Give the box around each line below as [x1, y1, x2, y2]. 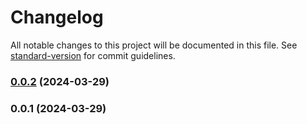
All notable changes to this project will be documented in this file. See [10, 39, 298, 51]
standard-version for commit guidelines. [10, 49, 176, 61]
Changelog [10, 6, 104, 29]
